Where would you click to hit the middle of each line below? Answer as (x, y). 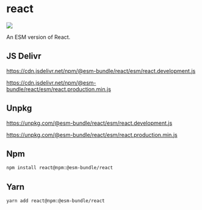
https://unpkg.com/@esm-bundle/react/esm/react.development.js (89, 123)
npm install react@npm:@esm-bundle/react (60, 168)
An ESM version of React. (38, 37)
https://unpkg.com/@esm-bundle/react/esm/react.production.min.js (92, 135)
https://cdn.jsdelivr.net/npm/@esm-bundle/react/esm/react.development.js (101, 71)
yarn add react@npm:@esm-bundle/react (56, 201)
